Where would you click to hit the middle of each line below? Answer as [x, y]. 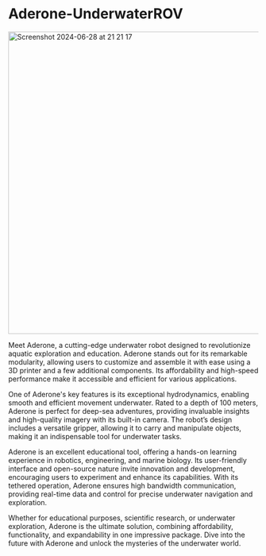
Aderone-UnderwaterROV [96, 14]
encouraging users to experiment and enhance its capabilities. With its [123, 477]
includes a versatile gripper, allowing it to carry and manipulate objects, [125, 428]
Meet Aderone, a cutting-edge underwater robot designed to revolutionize [129, 345]
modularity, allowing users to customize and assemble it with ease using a [129, 361]
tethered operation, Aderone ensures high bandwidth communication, [122, 485]
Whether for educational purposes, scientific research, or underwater [122, 518]
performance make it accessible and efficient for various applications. [123, 379]
